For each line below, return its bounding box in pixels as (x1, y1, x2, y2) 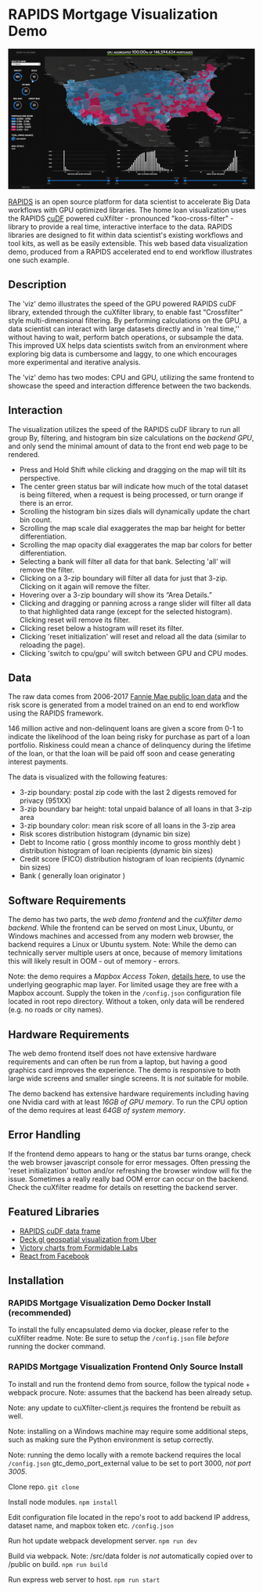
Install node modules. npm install (8, 1497, 118, 1506)
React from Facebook (19, 1251, 90, 1261)
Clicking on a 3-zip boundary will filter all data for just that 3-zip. (19, 573, 229, 583)
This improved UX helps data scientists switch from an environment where (8, 340, 248, 350)
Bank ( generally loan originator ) (19, 871, 126, 880)
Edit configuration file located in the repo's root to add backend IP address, (8, 1512, 250, 1521)
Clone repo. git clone (8, 1482, 80, 1491)
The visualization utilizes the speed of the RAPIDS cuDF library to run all (8, 424, 240, 434)
